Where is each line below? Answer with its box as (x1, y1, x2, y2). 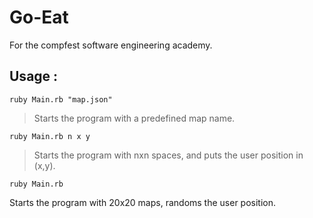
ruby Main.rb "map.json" (9, 94, 113, 105)
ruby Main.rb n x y (9, 131, 91, 141)
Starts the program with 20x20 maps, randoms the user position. (9, 196, 277, 208)
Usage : (9, 68, 59, 85)
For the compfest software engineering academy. (9, 39, 213, 51)
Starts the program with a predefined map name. (33, 112, 236, 124)
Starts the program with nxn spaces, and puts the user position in (33, 149, 304, 161)
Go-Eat (9, 6, 69, 29)
